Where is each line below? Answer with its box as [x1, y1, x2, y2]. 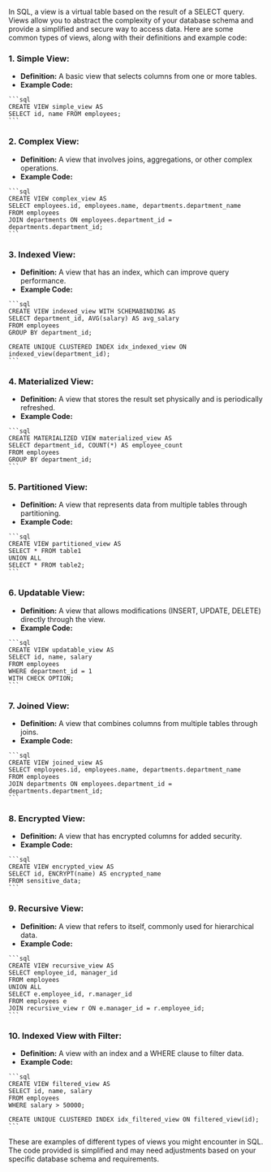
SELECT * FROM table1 [8, 547, 82, 556]
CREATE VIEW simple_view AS [8, 103, 104, 111]
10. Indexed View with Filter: [8, 1030, 122, 1041]
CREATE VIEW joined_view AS [8, 759, 104, 767]
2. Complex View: [8, 136, 80, 147]
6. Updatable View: [8, 587, 85, 599]
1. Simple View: [8, 53, 70, 64]
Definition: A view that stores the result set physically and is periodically [19, 394, 264, 404]
